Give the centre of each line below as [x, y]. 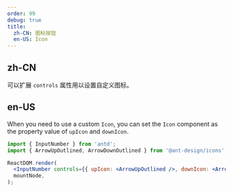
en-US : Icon [31, 40]
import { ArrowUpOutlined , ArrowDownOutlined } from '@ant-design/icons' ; [118, 150]
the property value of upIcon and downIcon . [68, 131]
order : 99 [21, 14]
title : [17, 26]
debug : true [24, 20]
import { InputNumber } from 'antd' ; [62, 144]
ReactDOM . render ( [32, 163]
